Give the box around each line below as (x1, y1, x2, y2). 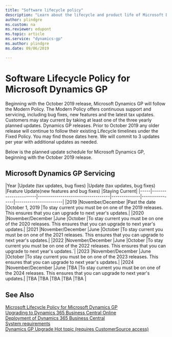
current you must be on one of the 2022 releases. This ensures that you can (5, 243, 166, 249)
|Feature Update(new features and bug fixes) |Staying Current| (5, 188, 138, 194)
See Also (5, 290, 34, 299)
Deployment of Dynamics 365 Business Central (5, 315, 105, 322)
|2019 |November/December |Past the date (65, 199, 156, 205)
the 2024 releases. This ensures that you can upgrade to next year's (5, 270, 150, 276)
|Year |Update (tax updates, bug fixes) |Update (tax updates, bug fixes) (5, 183, 156, 189)
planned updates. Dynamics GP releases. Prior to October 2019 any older (5, 122, 160, 129)
